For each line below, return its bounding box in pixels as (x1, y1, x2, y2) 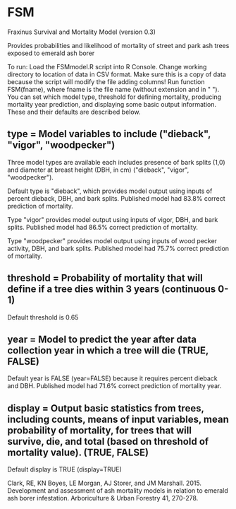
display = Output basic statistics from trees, (7, 402, 204, 414)
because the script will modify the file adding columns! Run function (7, 77, 205, 86)
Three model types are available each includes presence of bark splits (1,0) (7, 158, 225, 166)
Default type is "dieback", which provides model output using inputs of (7, 187, 213, 195)
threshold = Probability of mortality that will (7, 272, 203, 284)
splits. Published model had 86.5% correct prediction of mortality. (7, 223, 199, 231)
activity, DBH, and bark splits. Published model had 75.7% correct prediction (7, 244, 230, 252)
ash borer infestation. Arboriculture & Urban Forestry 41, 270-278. (7, 494, 199, 503)
